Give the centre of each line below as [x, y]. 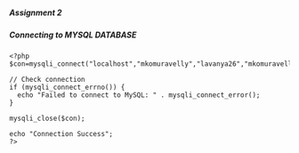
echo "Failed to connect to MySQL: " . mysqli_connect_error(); [139, 95]
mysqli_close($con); [48, 119]
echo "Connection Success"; [61, 134]
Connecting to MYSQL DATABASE [73, 35]
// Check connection [48, 80]
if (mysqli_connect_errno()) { [67, 88]
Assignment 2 [36, 12]
